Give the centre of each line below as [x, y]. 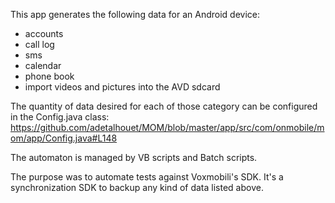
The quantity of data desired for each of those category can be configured [164, 106]
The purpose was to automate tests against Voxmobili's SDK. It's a [147, 177]
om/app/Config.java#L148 [64, 138]
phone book [49, 76]
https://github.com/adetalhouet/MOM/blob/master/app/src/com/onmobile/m [167, 127]
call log [39, 44]
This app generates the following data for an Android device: [135, 14]
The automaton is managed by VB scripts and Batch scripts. [134, 157]
